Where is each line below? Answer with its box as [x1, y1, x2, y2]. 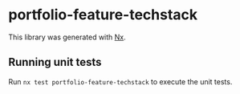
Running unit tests [8, 55, 102, 69]
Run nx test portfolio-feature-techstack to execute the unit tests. [8, 76, 233, 86]
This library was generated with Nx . [8, 32, 126, 42]
